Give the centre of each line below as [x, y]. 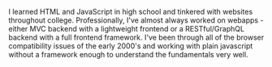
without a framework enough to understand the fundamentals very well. [129, 54]
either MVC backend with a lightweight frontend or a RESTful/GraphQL [127, 29]
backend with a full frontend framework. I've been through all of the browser [136, 37]
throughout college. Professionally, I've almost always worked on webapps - [136, 20]
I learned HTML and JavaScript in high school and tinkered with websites [131, 12]
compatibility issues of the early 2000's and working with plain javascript [131, 46]
